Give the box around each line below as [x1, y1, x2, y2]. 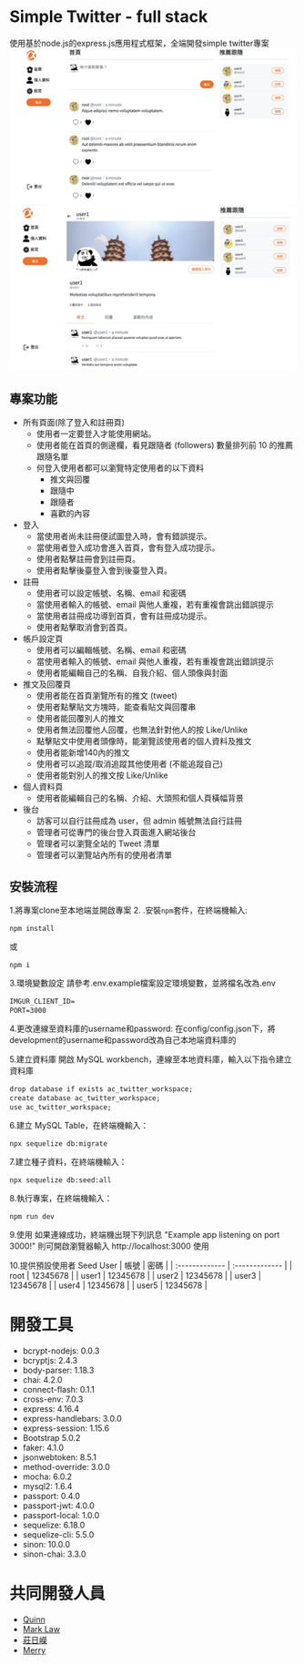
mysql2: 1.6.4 [22, 1481, 73, 1492]
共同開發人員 [9, 1583, 106, 1604]
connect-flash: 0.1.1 [22, 1384, 96, 1395]
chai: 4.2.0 [22, 1374, 63, 1385]
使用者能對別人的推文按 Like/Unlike [35, 770, 168, 781]
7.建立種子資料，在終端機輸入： [9, 1157, 127, 1168]
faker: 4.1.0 [22, 1442, 64, 1454]
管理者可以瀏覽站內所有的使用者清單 [35, 850, 173, 861]
